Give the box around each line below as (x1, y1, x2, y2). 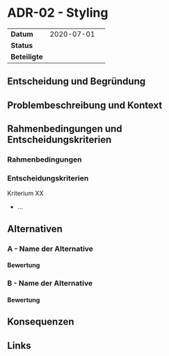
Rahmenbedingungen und (7, 123, 123, 135)
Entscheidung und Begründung (7, 75, 146, 88)
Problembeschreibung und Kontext (7, 99, 163, 111)
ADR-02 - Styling (7, 5, 108, 21)
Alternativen (7, 223, 63, 235)
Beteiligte (10, 52, 43, 61)
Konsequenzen (7, 316, 74, 328)
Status (10, 40, 33, 50)
